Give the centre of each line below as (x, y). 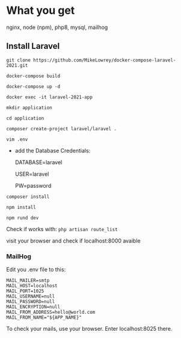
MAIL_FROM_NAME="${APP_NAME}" (44, 317)
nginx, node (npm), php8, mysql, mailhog (57, 27)
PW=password (33, 185)
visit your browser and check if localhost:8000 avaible (73, 241)
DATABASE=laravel (38, 162)
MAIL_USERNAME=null (31, 296)
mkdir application (29, 107)
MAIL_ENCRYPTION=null (33, 307)
